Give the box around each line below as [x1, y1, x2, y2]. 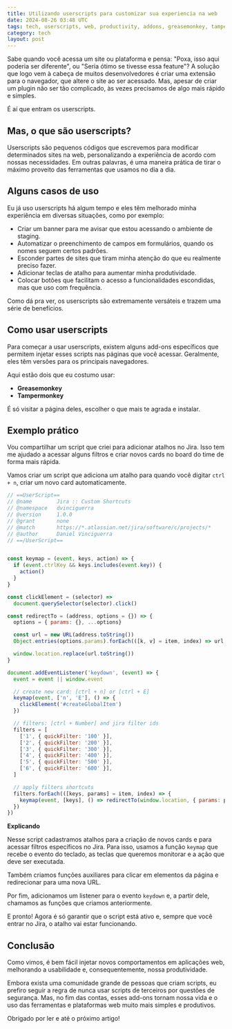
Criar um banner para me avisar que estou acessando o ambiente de [17, 224, 213, 232]
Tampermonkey [17, 391, 64, 400]
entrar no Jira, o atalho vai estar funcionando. [7, 920, 137, 928]
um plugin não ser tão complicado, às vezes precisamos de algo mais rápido [7, 84, 225, 93]
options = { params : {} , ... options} [13, 619, 122, 626]
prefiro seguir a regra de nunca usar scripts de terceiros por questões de [7, 986, 215, 994]
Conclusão [7, 940, 55, 952]
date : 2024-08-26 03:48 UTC [7, 17, 88, 24]
